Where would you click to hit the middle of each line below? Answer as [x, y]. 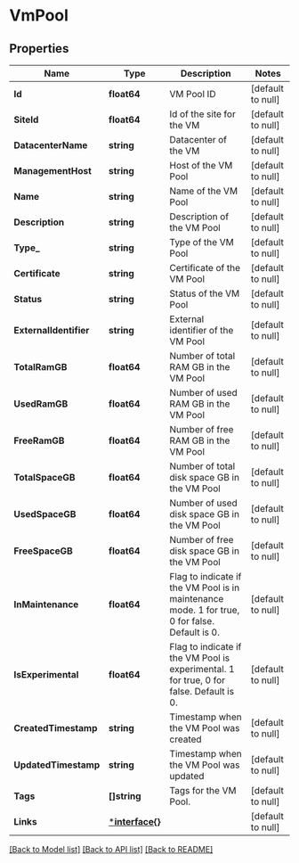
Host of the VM [201, 165]
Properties [39, 49]
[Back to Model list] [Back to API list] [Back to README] [111, 849]
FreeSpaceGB [43, 551]
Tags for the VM [203, 790]
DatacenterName [51, 145]
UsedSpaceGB [45, 514]
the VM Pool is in [205, 588]
